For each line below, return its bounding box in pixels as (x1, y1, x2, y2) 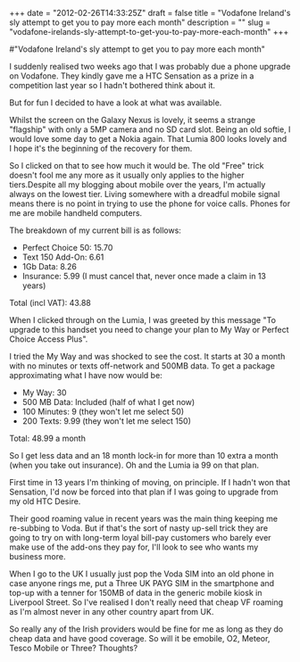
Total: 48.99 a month (9, 433, 87, 443)
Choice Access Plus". (9, 334, 88, 344)
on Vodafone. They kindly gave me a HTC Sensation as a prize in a (9, 70, 254, 81)
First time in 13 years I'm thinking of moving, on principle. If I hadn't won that (9, 477, 291, 487)
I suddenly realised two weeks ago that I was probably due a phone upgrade (9, 62, 291, 71)
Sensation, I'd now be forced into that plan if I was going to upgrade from (9, 486, 279, 497)
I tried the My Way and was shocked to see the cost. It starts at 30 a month (9, 352, 286, 361)
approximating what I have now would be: (9, 370, 162, 380)
